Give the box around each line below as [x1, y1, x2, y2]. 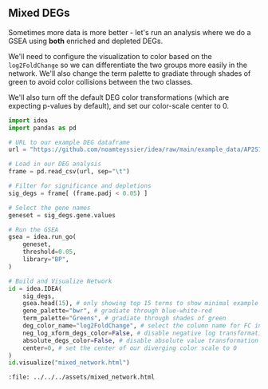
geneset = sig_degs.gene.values [8, 211, 116, 219]
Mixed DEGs [8, 6, 70, 20]
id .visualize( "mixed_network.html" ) [8, 359, 130, 367]
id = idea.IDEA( [8, 284, 62, 292]
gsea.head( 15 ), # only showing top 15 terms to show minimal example [22, 300, 259, 308]
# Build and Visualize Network [8, 277, 112, 285]
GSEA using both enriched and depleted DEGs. [8, 36, 164, 46]
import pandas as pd [8, 124, 77, 132]
